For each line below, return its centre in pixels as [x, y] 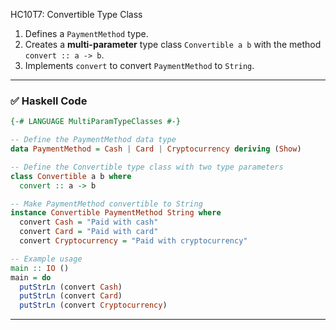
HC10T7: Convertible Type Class [76, 14]
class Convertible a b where [71, 176]
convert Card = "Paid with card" [89, 232]
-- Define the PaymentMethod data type [93, 140]
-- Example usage [46, 259]
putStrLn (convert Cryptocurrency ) [93, 305]
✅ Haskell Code [49, 101]
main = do [31, 277]
